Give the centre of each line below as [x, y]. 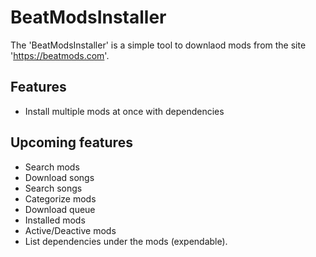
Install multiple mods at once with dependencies [124, 111]
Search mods [52, 167]
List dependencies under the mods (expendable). [126, 241]
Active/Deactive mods [70, 230]
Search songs [53, 188]
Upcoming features [71, 142]
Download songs [59, 177]
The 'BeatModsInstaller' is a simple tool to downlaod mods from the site [158, 45]
